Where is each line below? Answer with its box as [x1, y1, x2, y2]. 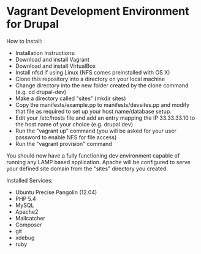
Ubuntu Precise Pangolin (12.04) [15, 188, 97, 196]
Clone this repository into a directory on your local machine [15, 75, 165, 82]
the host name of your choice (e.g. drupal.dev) [15, 120, 134, 128]
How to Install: [6, 37, 43, 45]
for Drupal [6, 17, 59, 31]
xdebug [15, 234, 35, 241]
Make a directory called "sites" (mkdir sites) [15, 95, 126, 102]
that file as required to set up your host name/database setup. [15, 107, 172, 115]
